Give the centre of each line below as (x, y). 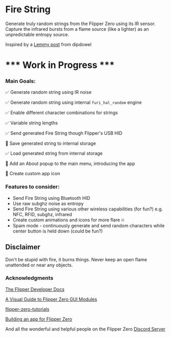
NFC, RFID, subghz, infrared (42, 214)
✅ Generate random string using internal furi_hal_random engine (73, 102)
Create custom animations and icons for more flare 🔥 (69, 220)
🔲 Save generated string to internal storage (51, 143)
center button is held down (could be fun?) (58, 231)
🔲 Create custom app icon (33, 174)
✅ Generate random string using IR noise (48, 92)
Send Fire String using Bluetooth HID (51, 198)
